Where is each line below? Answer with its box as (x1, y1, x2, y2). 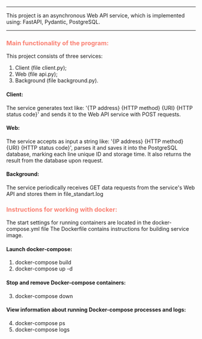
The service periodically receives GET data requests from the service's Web (6, 184, 195, 191)
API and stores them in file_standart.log (6, 190, 104, 197)
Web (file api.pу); (14, 70, 58, 78)
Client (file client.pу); (14, 64, 67, 72)
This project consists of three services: (6, 52, 103, 60)
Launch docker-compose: (6, 245, 73, 252)
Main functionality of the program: (6, 38, 109, 47)
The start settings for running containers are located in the (6, 219, 151, 226)
